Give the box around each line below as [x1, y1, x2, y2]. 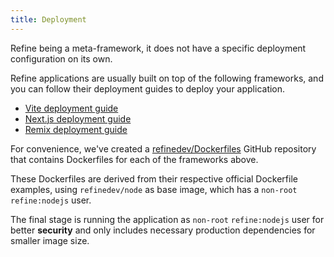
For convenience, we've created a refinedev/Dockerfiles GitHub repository [10, 142, 317, 155]
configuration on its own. [10, 52, 113, 65]
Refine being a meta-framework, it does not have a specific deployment [10, 42, 307, 54]
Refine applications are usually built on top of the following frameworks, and [10, 72, 324, 84]
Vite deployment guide [24, 102, 119, 114]
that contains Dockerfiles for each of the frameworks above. [10, 153, 259, 165]
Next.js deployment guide [24, 112, 132, 125]
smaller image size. [10, 234, 90, 246]
